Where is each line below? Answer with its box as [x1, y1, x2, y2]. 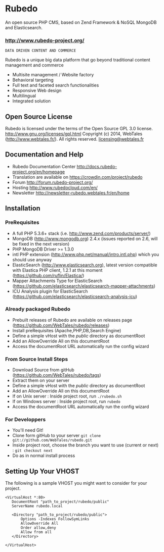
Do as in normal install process [12, 452, 75, 458]
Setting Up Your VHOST [5, 467, 80, 475]
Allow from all [20, 530, 52, 535]
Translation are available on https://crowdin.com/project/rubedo [12, 174, 143, 180]
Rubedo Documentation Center [12, 163, 76, 169]
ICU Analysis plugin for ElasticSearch [12, 288, 88, 294]
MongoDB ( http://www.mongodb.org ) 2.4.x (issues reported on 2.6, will [12, 236, 158, 242]
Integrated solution [12, 98, 51, 104]
